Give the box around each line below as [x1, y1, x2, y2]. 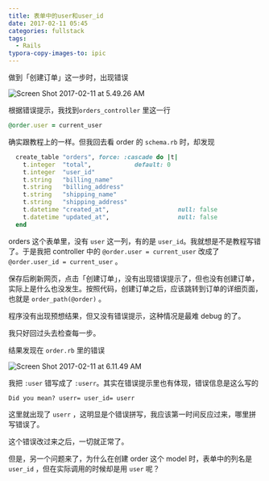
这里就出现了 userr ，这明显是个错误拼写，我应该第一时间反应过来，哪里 [8, 409, 250, 419]
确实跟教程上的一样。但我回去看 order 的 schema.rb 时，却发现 [8, 136, 215, 146]
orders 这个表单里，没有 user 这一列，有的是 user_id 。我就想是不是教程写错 [8, 236, 262, 246]
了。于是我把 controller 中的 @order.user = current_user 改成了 [8, 246, 220, 256]
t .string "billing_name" [23, 175, 114, 184]
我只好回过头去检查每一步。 [8, 328, 101, 337]
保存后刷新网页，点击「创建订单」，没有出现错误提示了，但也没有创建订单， [8, 274, 259, 283]
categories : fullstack [8, 27, 85, 35]
